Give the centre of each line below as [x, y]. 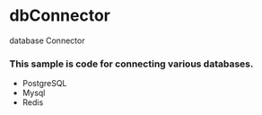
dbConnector [60, 16]
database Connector [47, 40]
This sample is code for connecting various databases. [131, 64]
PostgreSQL [44, 84]
